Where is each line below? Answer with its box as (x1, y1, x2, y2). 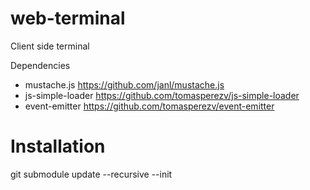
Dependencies (10, 59, 71, 71)
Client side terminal (10, 40, 90, 52)
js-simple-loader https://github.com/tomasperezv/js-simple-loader (24, 89, 300, 101)
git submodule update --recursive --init (10, 168, 173, 180)
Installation (10, 135, 106, 158)
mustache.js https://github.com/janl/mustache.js (24, 78, 225, 91)
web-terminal (10, 7, 126, 30)
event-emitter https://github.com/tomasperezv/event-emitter (24, 100, 275, 112)
